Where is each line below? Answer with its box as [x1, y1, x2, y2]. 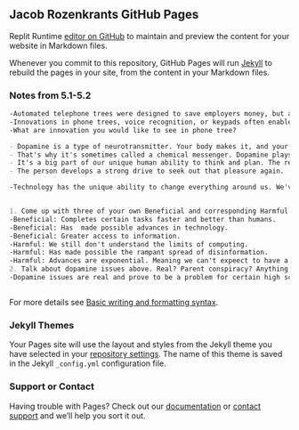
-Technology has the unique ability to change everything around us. [9, 183, 273, 192]
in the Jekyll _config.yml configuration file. [9, 358, 166, 369]
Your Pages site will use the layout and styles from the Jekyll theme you [9, 339, 273, 350]
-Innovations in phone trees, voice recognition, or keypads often [9, 118, 265, 126]
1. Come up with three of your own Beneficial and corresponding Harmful [9, 207, 289, 216]
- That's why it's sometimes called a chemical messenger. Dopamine [9, 150, 269, 159]
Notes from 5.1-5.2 [9, 89, 92, 101]
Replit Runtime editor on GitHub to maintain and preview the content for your [9, 30, 290, 41]
